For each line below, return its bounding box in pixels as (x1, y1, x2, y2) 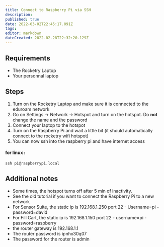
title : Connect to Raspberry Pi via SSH (5, 7, 92, 13)
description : (5, 12, 33, 17)
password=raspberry (12, 220, 57, 226)
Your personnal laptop (12, 72, 59, 78)
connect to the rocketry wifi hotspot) (12, 133, 89, 139)
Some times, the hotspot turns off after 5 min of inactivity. (12, 188, 132, 194)
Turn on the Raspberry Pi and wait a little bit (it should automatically (12, 127, 153, 133)
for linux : (5, 149, 26, 156)
